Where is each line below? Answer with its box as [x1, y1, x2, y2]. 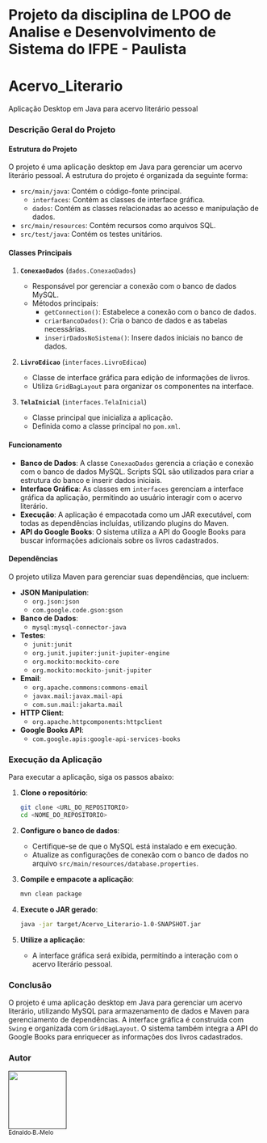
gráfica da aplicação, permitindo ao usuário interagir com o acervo [19, 492, 243, 502]
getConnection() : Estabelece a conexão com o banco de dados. [44, 307, 257, 317]
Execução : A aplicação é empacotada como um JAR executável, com [19, 510, 252, 519]
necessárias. [44, 324, 87, 334]
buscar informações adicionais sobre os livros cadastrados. [19, 536, 219, 545]
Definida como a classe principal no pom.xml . [31, 421, 181, 431]
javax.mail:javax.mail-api [31, 692, 123, 701]
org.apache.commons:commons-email [31, 684, 148, 692]
